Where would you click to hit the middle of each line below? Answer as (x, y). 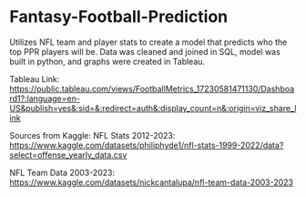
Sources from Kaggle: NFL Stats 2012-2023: (92, 135)
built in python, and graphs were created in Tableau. (107, 61)
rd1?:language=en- (45, 98)
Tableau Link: (35, 78)
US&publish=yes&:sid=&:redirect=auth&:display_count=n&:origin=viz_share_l (153, 108)
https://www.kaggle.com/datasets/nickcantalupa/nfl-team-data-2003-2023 (152, 182)
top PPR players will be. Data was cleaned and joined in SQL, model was (145, 51)
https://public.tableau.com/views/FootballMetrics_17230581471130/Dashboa (152, 88)
